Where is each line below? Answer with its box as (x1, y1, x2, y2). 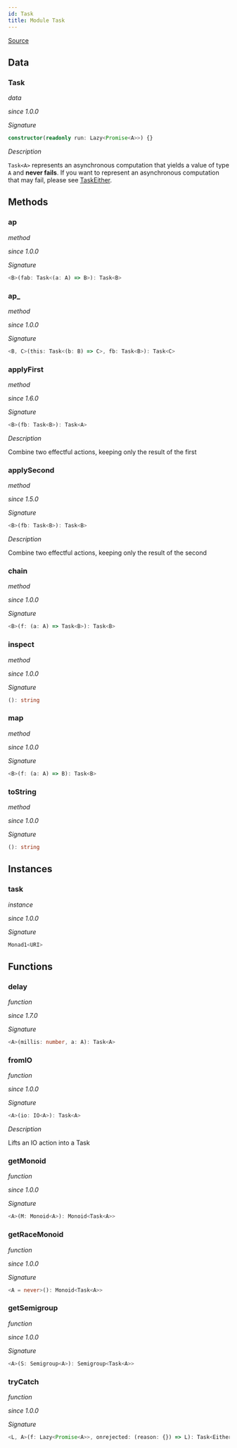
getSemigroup (8, 1303, 58, 1313)
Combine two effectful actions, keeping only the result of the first (8, 448, 197, 456)
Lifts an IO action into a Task (8, 1138, 90, 1147)
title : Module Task (8, 17, 65, 24)
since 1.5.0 (8, 495, 39, 503)
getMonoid (8, 1156, 46, 1166)
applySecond (8, 465, 55, 475)
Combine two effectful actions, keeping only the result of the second (8, 548, 207, 557)
